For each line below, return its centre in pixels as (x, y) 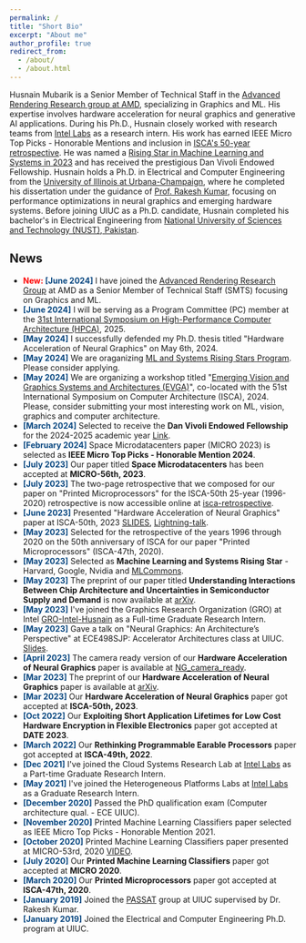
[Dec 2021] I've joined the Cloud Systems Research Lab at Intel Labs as (157, 764)
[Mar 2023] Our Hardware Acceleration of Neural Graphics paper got (155, 696)
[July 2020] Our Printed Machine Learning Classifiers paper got (146, 860)
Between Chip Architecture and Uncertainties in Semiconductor (146, 590)
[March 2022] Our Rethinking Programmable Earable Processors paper (159, 745)
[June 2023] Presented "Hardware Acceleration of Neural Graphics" (151, 512)
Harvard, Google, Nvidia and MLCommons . (103, 571)
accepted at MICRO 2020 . (72, 870)
